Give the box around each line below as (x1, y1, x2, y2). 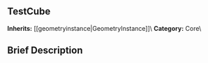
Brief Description (7, 45, 83, 57)
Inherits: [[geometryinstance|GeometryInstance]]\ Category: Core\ (7, 24, 202, 32)
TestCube (7, 6, 51, 17)
